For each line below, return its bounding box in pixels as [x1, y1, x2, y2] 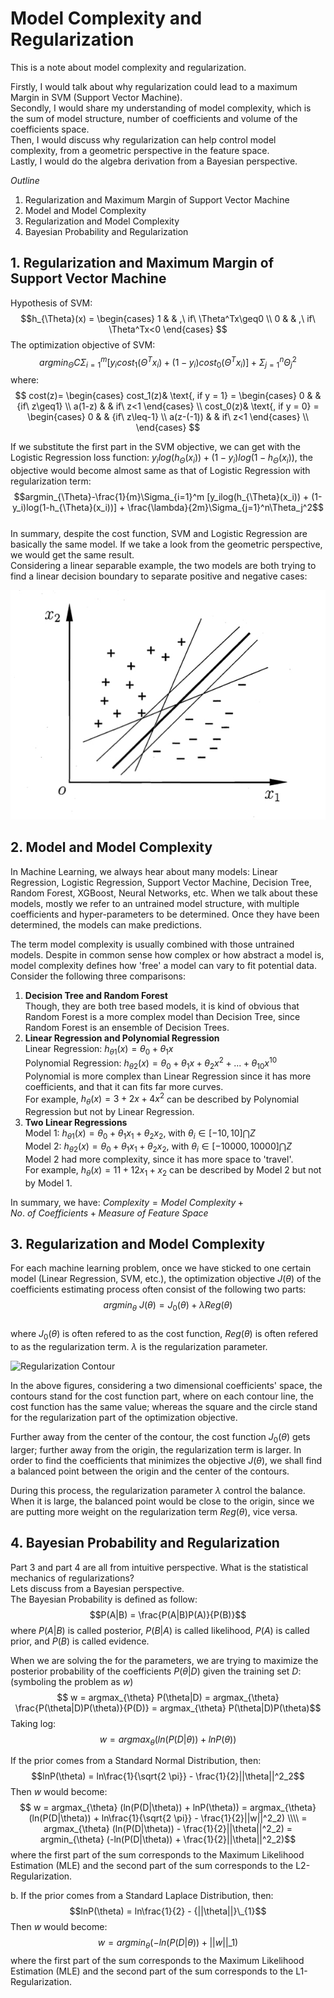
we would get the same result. [10, 549, 135, 561]
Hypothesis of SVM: [10, 297, 93, 309]
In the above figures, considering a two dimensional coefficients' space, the [10, 1380, 323, 1392]
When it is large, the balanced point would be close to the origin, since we [10, 1495, 315, 1507]
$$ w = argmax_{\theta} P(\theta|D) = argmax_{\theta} [56, 1691, 280, 1703]
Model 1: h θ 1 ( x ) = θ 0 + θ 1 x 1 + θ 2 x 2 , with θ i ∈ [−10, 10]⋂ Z [24, 1127, 256, 1142]
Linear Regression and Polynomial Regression [24, 1032, 220, 1044]
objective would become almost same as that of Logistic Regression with [10, 465, 311, 476]
